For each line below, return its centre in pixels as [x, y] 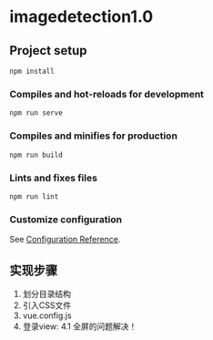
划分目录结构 [46, 294]
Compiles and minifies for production [93, 136]
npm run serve [36, 113]
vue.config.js [47, 315]
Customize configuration [66, 219]
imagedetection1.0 [81, 17]
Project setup [49, 51]
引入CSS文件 [46, 305]
